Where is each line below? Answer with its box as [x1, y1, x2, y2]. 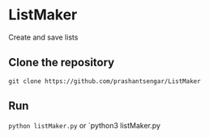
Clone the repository [8, 56, 115, 69]
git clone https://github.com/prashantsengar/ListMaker [8, 77, 201, 86]
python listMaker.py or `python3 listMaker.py [8, 120, 160, 130]
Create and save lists [8, 32, 79, 42]
